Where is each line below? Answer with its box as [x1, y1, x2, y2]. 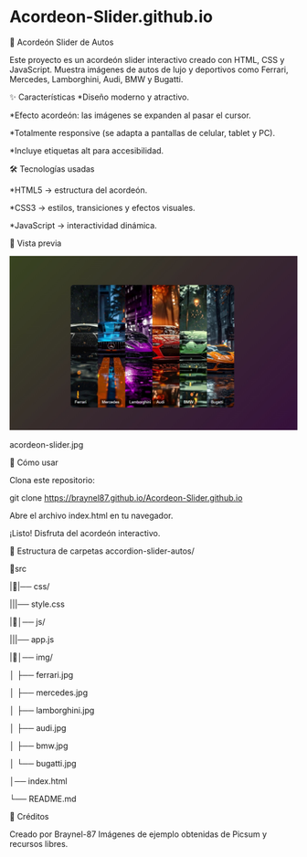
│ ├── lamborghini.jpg [9, 704, 95, 715]
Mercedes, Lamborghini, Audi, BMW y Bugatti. [9, 73, 184, 84]
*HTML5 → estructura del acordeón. [9, 185, 148, 196]
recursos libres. [9, 838, 69, 849]
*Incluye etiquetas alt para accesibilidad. [9, 144, 164, 156]
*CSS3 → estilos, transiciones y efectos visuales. [9, 202, 196, 213]
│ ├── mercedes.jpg [9, 687, 89, 698]
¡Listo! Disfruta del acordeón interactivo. [9, 527, 161, 538]
